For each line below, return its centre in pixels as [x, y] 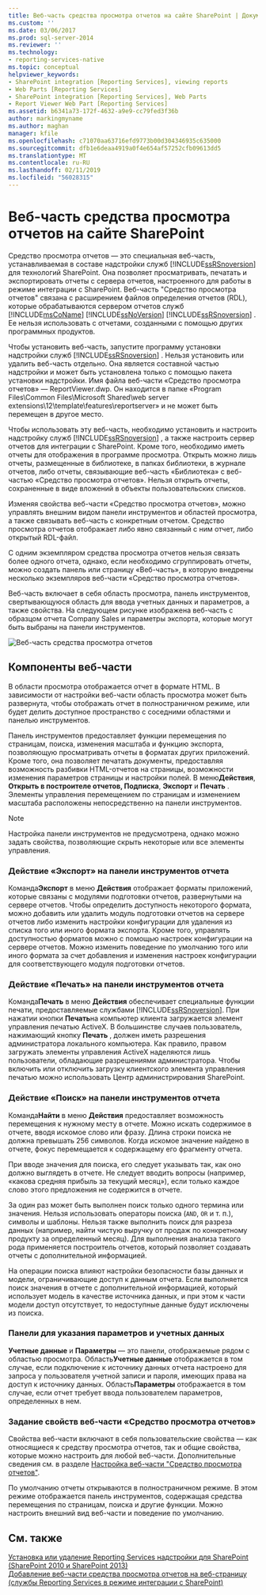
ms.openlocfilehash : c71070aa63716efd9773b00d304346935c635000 [115, 141]
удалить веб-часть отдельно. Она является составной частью [114, 363]
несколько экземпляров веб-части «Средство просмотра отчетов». [124, 578]
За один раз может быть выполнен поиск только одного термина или [126, 1204]
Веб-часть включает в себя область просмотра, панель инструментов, [129, 593]
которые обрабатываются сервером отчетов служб [96, 306]
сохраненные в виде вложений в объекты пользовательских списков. [127, 488]
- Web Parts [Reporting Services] [65, 89]
